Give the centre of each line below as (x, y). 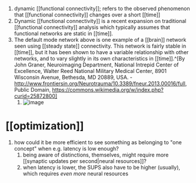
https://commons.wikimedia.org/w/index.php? (108, 90)
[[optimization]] (45, 126)
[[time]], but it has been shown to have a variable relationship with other (101, 52)
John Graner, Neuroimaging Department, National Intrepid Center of (96, 65)
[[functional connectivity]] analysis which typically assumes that (92, 27)
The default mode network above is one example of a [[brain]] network (100, 40)
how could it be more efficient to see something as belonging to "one (98, 142)
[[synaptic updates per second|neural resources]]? (84, 161)
